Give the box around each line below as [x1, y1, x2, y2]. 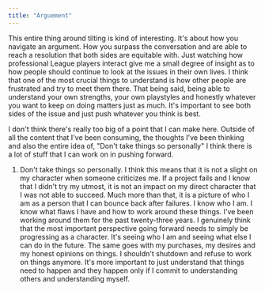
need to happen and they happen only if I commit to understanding [19, 266, 238, 275]
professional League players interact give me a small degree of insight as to [8, 59, 255, 68]
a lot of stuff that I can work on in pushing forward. [8, 149, 174, 159]
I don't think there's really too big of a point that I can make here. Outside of [8, 124, 256, 134]
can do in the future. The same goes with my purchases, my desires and [19, 240, 256, 250]
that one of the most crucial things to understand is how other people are [8, 75, 247, 85]
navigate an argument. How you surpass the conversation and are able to [8, 41, 248, 51]
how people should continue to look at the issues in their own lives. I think [8, 66, 249, 76]
